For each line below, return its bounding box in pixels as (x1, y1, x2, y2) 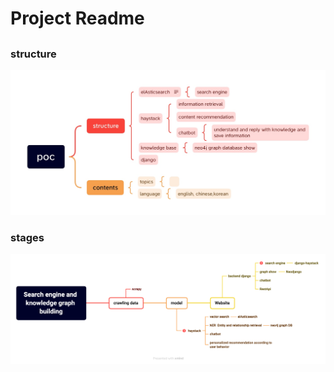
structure (10, 47, 57, 61)
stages (10, 230, 45, 244)
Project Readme (10, 7, 145, 30)
